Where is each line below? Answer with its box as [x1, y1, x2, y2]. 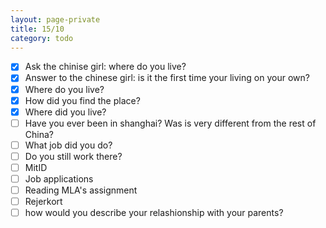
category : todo [10, 33, 74, 43]
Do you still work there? [24, 150, 123, 162]
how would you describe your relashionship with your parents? [24, 207, 284, 219]
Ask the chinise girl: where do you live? [24, 61, 187, 73]
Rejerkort [24, 196, 63, 208]
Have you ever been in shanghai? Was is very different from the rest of [24, 117, 317, 129]
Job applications [24, 172, 94, 185]
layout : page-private [10, 14, 101, 25]
